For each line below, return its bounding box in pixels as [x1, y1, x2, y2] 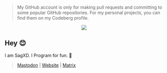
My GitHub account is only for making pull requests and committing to [17, 5, 162, 10]
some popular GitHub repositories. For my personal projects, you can [17, 10, 160, 16]
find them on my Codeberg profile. [17, 15, 89, 21]
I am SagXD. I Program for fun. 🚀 [5, 52, 72, 58]
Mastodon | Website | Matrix [17, 62, 76, 68]
